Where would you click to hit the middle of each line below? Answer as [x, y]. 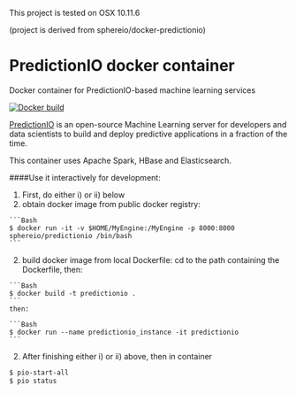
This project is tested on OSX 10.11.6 [75, 13]
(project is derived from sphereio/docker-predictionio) [107, 30]
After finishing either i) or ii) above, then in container [117, 356]
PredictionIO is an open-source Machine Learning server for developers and [148, 124]
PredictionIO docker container [122, 66]
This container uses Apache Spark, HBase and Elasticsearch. [121, 160]
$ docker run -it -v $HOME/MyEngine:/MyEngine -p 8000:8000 [122, 228]
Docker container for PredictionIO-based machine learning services [133, 90]
